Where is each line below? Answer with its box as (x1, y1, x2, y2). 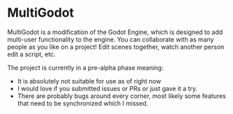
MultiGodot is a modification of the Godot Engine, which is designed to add (7, 28, 223, 36)
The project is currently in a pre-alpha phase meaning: (7, 63, 164, 72)
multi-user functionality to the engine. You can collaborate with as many (7, 35, 214, 43)
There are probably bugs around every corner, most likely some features (17, 92, 227, 100)
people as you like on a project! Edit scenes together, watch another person (7, 42, 225, 51)
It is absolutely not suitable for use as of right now (17, 76, 162, 85)
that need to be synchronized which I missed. (17, 99, 149, 107)
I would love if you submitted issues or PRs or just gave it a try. (17, 84, 197, 92)
